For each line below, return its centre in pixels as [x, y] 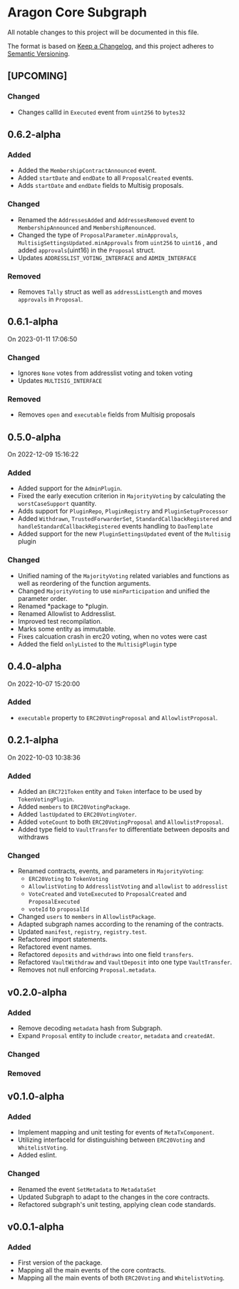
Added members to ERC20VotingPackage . [74, 806]
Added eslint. [37, 1155]
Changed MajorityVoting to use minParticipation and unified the [114, 591]
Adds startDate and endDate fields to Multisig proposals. [101, 186]
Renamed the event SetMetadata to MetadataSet [87, 1189]
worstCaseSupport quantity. [57, 504]
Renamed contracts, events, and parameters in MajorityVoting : [111, 871]
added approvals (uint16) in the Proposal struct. [86, 250]
